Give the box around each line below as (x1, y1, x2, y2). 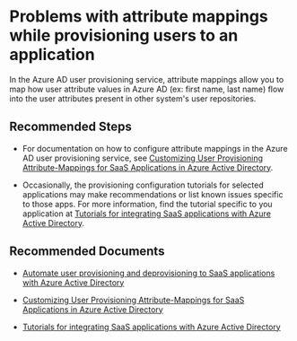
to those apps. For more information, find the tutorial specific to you (22, 198, 273, 209)
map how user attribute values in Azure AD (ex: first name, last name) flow (9, 83, 284, 94)
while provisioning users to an (9, 25, 239, 46)
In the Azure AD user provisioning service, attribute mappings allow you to (9, 74, 284, 84)
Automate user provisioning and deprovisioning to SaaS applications (22, 267, 275, 278)
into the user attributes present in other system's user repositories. (9, 92, 257, 104)
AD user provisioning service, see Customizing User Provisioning (22, 153, 263, 163)
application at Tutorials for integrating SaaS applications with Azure (22, 208, 272, 219)
